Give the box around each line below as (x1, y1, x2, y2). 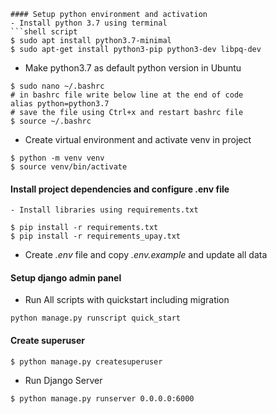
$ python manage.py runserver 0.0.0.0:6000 (10, 393, 195, 404)
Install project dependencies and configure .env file (10, 183, 230, 195)
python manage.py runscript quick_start (10, 313, 182, 324)
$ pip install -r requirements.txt (10, 223, 159, 233)
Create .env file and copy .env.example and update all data (24, 249, 268, 261)
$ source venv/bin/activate (10, 162, 128, 172)
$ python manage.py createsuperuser (10, 356, 163, 367)
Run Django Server (24, 374, 103, 386)
